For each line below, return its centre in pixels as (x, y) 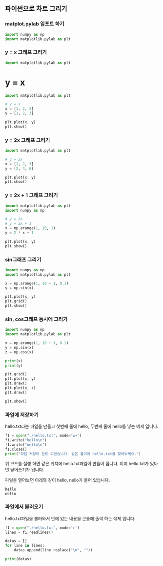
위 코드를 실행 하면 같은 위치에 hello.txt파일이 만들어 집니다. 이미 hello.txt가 (77, 464)
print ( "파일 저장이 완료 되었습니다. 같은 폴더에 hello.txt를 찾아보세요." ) (73, 454)
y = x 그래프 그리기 (26, 52)
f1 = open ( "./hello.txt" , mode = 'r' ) (42, 528)
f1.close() (16, 449)
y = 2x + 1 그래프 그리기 (31, 196)
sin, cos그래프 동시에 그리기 (36, 319)
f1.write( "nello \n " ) (26, 445)
